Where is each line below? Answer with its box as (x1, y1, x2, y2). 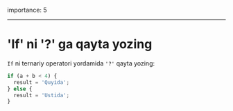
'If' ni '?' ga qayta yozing (7, 37, 153, 52)
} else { (7, 85, 33, 92)
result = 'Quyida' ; (13, 79, 70, 85)
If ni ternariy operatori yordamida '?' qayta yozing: (7, 59, 155, 68)
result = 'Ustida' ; (13, 92, 70, 99)
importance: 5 (7, 6, 47, 14)
